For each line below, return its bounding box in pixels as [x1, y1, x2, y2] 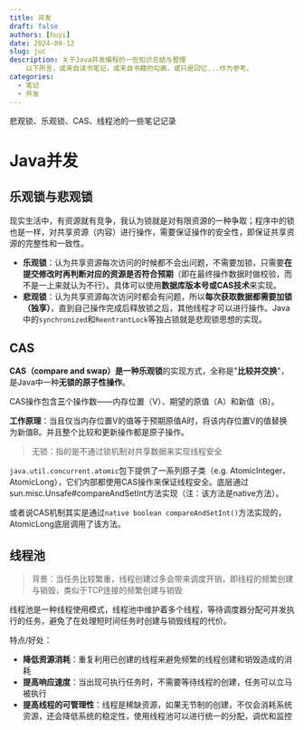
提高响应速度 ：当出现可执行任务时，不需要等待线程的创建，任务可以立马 [22, 676, 292, 687]
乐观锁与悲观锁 [9, 190, 93, 205]
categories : [9, 73, 54, 82]
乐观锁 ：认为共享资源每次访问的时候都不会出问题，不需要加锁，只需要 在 [22, 257, 292, 268]
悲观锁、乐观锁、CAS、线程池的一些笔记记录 [9, 115, 176, 126]
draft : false [9, 22, 59, 31]
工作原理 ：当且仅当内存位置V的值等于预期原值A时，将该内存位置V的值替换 [9, 415, 288, 426]
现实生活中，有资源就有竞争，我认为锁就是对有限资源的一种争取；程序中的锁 [9, 215, 295, 226]
